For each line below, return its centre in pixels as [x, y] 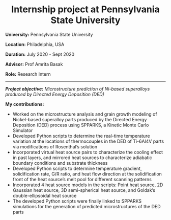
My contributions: [25, 104]
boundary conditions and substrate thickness [60, 163]
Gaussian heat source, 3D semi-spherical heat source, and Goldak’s [84, 190]
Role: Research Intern [28, 74]
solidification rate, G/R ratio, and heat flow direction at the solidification [87, 174]
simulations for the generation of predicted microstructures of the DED [87, 206]
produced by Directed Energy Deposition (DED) [55, 94]
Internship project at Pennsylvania [85, 9]
